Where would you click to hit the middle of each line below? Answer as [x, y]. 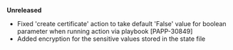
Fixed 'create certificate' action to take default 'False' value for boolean [121, 24]
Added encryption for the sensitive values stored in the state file [111, 39]
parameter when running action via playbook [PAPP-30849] [105, 31]
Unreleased [24, 10]
